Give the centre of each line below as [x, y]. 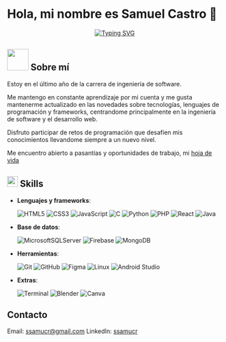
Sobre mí [50, 68]
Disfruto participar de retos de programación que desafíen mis [95, 132]
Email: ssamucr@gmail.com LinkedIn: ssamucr [72, 331]
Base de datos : [38, 227]
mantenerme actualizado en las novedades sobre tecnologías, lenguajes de [113, 104]
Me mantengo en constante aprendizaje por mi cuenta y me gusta [100, 97]
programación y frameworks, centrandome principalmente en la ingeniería [112, 112]
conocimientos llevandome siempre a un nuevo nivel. [82, 139]
